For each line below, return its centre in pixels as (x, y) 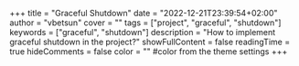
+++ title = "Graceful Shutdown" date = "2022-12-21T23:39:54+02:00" (144, 13)
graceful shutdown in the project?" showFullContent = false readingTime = (150, 42)
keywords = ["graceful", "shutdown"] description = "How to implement (143, 32)
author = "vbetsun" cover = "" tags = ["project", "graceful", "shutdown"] (145, 23)
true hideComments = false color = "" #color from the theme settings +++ (149, 52)
